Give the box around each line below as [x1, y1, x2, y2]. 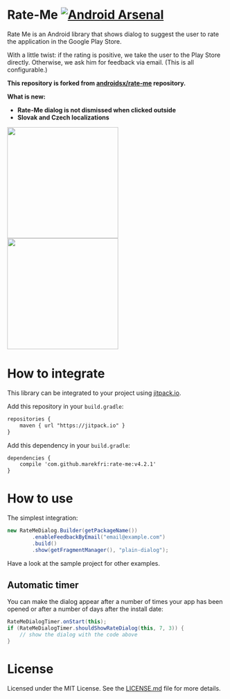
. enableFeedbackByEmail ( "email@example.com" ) [32, 533, 166, 541]
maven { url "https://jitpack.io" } [19, 422, 126, 429]
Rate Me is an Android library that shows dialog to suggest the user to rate [7, 30, 220, 38]
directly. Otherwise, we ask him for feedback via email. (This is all [7, 58, 194, 66]
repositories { [7, 415, 51, 423]
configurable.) [7, 65, 48, 74]
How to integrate [7, 366, 105, 382]
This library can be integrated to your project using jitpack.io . [7, 389, 182, 397]
